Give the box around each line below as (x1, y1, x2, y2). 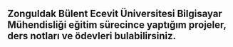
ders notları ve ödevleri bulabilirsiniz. (7, 30, 177, 42)
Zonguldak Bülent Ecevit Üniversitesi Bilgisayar (7, 8, 222, 20)
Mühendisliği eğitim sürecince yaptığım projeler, (7, 19, 227, 31)
